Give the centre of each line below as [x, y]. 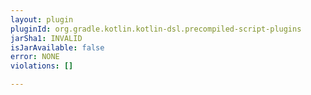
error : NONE [35, 57]
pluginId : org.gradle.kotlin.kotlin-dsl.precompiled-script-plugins [156, 29]
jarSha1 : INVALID [46, 38]
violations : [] [42, 66]
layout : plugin [42, 19]
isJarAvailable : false [57, 47]
